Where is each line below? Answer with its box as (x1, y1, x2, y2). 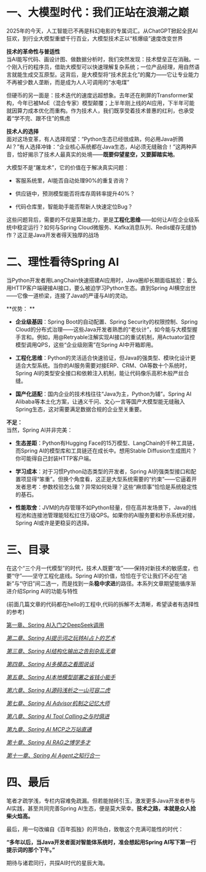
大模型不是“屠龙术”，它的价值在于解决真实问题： (6, 163, 130, 171)
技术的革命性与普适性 (6, 47, 60, 55)
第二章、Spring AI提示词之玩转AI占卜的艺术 (6, 634, 115, 642)
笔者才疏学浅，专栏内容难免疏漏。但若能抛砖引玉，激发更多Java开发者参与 (6, 796, 196, 804)
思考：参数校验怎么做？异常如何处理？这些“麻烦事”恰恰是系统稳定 (26, 483, 193, 490)
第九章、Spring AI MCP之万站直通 (6, 725, 92, 733)
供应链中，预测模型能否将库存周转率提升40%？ (15, 190, 135, 197)
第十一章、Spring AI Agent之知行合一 (6, 752, 100, 759)
